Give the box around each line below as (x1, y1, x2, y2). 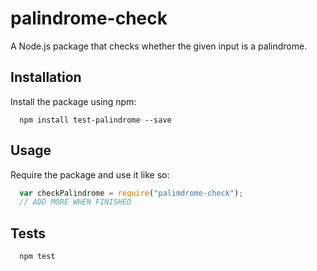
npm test (19, 252, 56, 262)
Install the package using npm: (10, 95, 137, 107)
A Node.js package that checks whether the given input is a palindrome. (10, 40, 308, 52)
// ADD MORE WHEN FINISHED (19, 197, 132, 207)
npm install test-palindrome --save (19, 115, 172, 125)
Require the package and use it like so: (10, 168, 170, 181)
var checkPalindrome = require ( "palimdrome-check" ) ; (19, 188, 244, 198)
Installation (10, 69, 82, 86)
